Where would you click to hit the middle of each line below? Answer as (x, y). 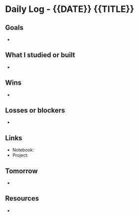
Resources (22, 198)
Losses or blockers (35, 110)
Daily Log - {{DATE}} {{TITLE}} (70, 9)
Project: (20, 155)
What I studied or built (40, 55)
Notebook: (23, 150)
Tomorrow (22, 171)
